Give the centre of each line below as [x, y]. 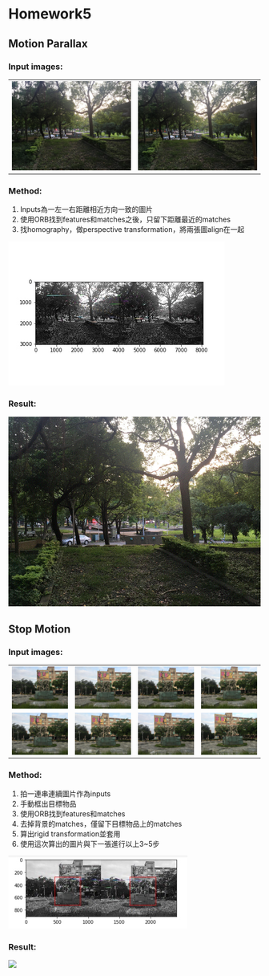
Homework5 [50, 14]
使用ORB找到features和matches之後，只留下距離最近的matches [125, 219]
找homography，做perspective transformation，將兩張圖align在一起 [132, 229]
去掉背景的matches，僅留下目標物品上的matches [101, 823]
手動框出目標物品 [48, 803]
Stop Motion [40, 629]
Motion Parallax [48, 44]
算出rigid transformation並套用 [70, 834]
